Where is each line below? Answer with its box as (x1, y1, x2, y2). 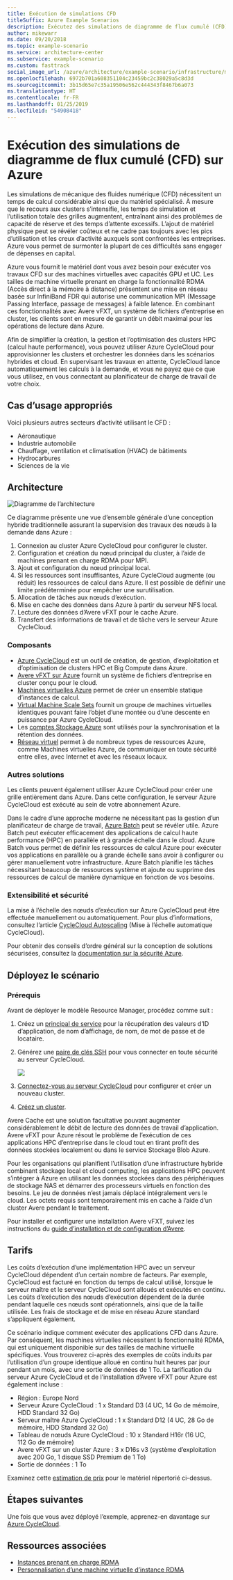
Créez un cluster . (17, 1103, 67, 1111)
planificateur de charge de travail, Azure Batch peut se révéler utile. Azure (7, 821, 218, 829)
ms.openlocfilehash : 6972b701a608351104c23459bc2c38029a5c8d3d (7, 74, 194, 82)
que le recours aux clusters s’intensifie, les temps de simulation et (7, 205, 196, 213)
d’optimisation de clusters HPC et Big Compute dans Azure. (17, 663, 187, 672)
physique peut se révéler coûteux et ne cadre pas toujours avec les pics (7, 227, 213, 235)
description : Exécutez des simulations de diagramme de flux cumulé (7, 23, 209, 30)
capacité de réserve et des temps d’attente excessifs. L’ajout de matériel (7, 219, 214, 228)
